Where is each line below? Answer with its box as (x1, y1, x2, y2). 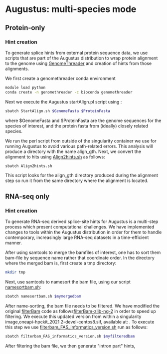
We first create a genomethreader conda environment (5, 75, 116, 81)
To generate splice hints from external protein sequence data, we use (5, 49, 148, 55)
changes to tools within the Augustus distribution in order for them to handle (5, 229, 162, 235)
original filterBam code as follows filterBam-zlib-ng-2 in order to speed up (5, 308, 156, 314)
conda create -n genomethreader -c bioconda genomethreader (5, 89, 133, 94)
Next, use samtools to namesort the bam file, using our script (5, 278, 131, 284)
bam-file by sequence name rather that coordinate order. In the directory (5, 255, 155, 261)
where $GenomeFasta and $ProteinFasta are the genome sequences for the (5, 117, 162, 123)
